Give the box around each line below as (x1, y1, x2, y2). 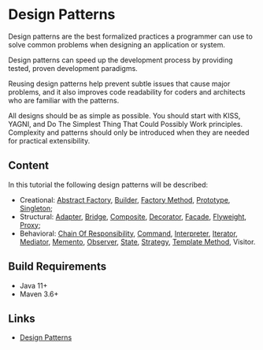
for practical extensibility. (8, 136, 91, 145)
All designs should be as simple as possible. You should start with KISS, (8, 110, 241, 120)
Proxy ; (19, 220, 41, 229)
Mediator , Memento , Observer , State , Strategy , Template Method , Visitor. (19, 236, 256, 246)
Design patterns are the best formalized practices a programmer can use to (8, 32, 254, 41)
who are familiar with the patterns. (8, 95, 120, 105)
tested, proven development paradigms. (8, 63, 138, 73)
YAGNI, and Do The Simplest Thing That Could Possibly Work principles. (8, 119, 243, 128)
